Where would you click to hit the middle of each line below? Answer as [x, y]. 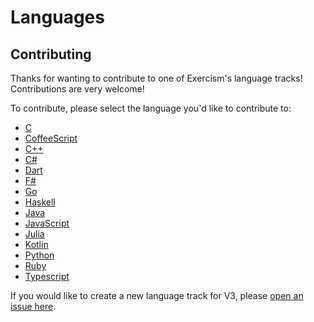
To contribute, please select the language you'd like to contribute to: [151, 108]
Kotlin [36, 244]
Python [39, 255]
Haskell [40, 202]
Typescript [47, 276]
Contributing [51, 54]
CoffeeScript [51, 138]
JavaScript [47, 223]
